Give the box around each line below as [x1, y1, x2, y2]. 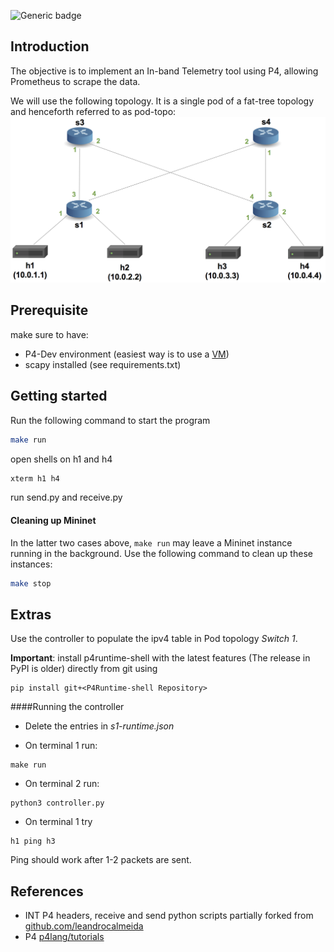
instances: [10, 558, 53, 570]
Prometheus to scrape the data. [10, 75, 141, 87]
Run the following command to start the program [10, 414, 211, 426]
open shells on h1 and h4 [10, 453, 113, 465]
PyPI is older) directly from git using [10, 663, 158, 675]
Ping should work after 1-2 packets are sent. [10, 854, 192, 866]
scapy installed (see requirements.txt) [24, 358, 182, 370]
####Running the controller [10, 701, 125, 713]
